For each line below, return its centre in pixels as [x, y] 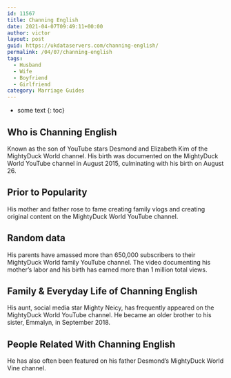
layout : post [26, 39]
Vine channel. [27, 368]
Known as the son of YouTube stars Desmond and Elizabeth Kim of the [108, 149]
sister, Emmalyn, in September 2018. [59, 323]
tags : [15, 59]
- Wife [23, 71]
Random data [36, 238]
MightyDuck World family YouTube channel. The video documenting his [109, 262]
